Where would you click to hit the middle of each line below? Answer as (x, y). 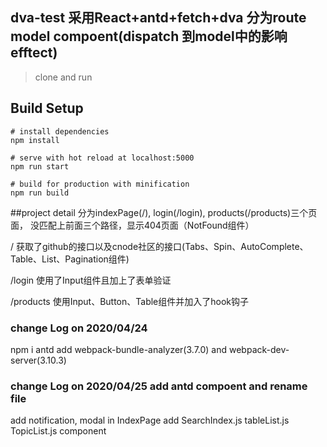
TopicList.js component (58, 431)
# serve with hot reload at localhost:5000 (102, 158)
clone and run (63, 77)
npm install (35, 140)
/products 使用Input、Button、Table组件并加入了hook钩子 (130, 301)
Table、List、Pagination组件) (70, 259)
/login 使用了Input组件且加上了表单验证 (91, 280)
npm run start (40, 166)
